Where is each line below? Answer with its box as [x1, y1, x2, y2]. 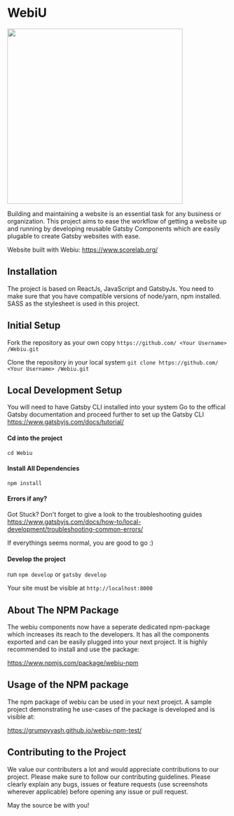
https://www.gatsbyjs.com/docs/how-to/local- [7, 517, 142, 526]
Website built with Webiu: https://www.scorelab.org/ [7, 245, 158, 254]
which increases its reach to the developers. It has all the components [7, 630, 209, 639]
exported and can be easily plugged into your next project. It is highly [7, 638, 208, 646]
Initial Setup [7, 320, 61, 332]
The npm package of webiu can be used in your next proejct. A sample [7, 698, 212, 706]
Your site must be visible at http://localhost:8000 [7, 584, 153, 592]
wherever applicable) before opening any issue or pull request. [7, 787, 188, 796]
